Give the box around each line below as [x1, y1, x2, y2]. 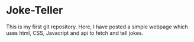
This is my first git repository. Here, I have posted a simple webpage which [6, 23, 188, 30]
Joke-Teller [6, 4, 63, 17]
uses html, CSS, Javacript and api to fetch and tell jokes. [6, 29, 144, 36]
